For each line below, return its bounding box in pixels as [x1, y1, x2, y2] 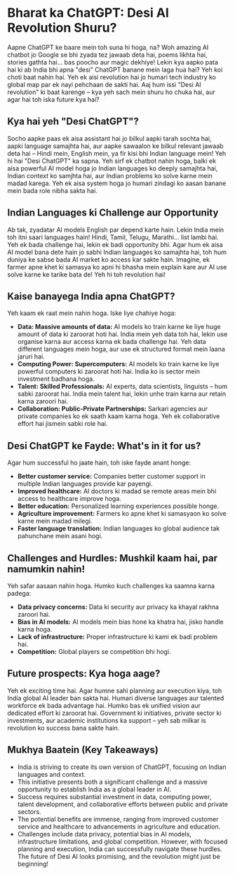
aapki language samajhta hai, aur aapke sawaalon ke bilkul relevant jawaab [7, 142, 224, 150]
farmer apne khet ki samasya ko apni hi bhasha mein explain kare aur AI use [7, 262, 227, 271]
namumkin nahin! [7, 563, 86, 575]
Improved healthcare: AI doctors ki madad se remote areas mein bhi [17, 487, 217, 495]
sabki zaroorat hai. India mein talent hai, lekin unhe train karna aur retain [17, 389, 227, 398]
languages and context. [17, 770, 86, 778]
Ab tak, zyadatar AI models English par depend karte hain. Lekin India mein [7, 225, 224, 234]
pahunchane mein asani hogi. [17, 532, 103, 540]
